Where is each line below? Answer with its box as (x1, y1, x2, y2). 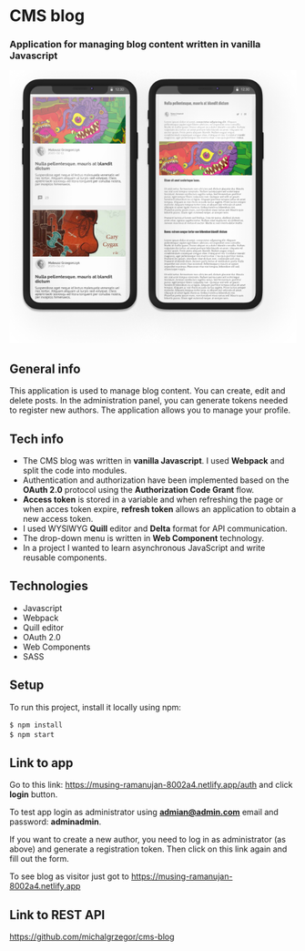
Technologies (9, 578, 89, 594)
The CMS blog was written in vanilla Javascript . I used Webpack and (22, 455, 285, 466)
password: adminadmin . (9, 816, 102, 827)
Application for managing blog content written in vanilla (9, 38, 261, 51)
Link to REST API (9, 907, 106, 923)
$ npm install (9, 721, 64, 730)
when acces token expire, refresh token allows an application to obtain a (22, 504, 297, 515)
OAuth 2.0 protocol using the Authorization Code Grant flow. (22, 485, 255, 496)
